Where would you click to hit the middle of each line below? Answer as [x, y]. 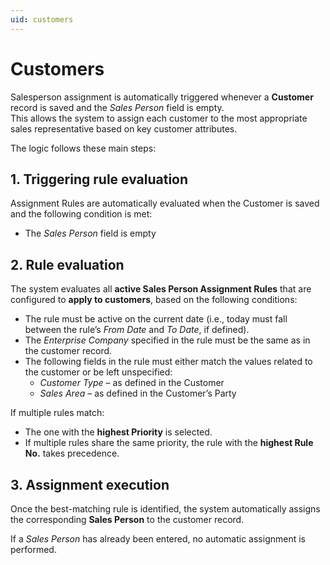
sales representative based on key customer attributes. [124, 128]
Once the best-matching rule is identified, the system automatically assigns [165, 509]
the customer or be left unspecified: [98, 372]
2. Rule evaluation [67, 264]
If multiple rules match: [57, 413]
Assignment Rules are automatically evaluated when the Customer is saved [165, 203]
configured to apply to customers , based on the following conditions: [154, 300]
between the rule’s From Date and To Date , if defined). [137, 330]
